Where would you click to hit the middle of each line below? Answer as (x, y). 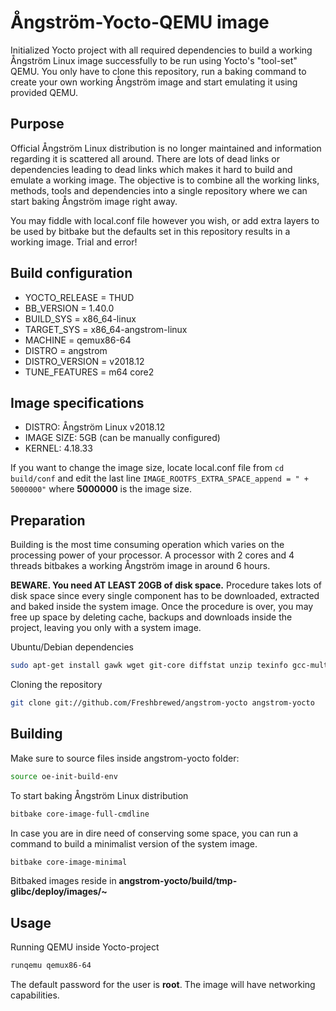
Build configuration (71, 273)
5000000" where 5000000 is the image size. (101, 489)
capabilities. (35, 995)
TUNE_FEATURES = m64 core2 (89, 372)
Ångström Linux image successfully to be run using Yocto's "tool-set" (154, 60)
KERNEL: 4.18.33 (58, 448)
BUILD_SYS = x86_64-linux (80, 318)
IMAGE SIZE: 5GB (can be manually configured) (122, 438)
